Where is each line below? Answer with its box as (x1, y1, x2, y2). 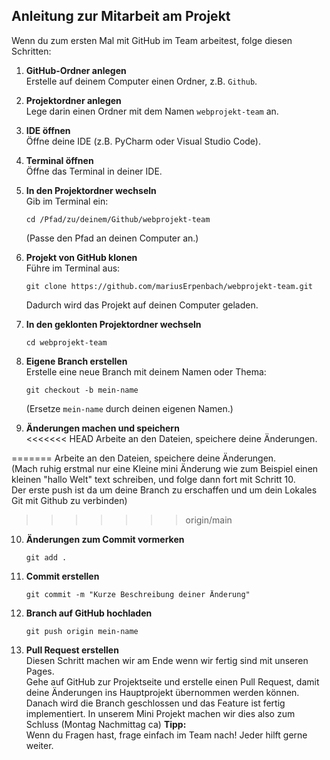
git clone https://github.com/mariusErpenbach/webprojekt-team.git (25, 281, 313, 291)
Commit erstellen (25, 570, 100, 582)
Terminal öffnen (25, 154, 94, 166)
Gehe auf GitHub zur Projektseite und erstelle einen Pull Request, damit (25, 675, 320, 688)
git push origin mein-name (25, 626, 139, 636)
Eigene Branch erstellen (25, 355, 128, 367)
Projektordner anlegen (25, 94, 122, 106)
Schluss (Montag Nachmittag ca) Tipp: (25, 718, 187, 730)
